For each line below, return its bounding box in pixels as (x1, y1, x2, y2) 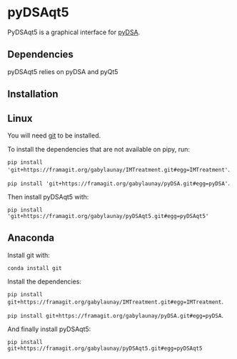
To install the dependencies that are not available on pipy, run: (7, 145, 191, 153)
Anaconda (7, 232, 55, 244)
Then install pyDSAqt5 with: (7, 192, 89, 201)
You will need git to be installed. (7, 131, 101, 140)
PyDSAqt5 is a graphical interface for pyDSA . (7, 28, 141, 36)
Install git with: (7, 251, 50, 259)
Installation (7, 88, 59, 100)
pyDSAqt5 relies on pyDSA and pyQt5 (7, 67, 118, 76)
